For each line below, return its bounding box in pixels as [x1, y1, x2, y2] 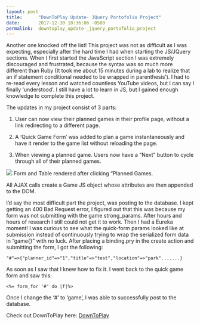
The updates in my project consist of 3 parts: [6, 104, 117, 111]
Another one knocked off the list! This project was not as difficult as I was [6, 42, 187, 49]
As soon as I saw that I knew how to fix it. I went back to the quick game [6, 266, 184, 273]
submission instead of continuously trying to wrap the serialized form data [6, 231, 189, 239]
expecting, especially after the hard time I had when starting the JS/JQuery [6, 48, 191, 55]
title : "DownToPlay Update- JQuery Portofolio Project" [6, 14, 162, 20]
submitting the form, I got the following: [6, 244, 103, 251]
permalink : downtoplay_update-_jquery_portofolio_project [6, 25, 156, 32]
